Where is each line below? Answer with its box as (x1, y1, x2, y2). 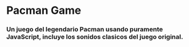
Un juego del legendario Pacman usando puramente (6, 25, 163, 34)
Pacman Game (6, 4, 81, 17)
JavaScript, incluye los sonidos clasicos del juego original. (6, 33, 184, 41)
